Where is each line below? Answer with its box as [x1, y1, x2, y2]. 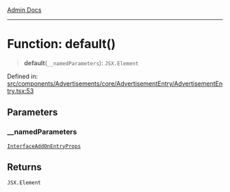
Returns [7, 161, 42, 173]
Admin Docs [7, 6, 42, 14]
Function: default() [7, 36, 116, 52]
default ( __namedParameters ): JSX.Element [23, 58, 139, 67]
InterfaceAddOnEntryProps [7, 143, 81, 149]
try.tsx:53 [7, 86, 34, 95]
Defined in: [7, 72, 38, 80]
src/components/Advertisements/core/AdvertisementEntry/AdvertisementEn [7, 79, 223, 88]
